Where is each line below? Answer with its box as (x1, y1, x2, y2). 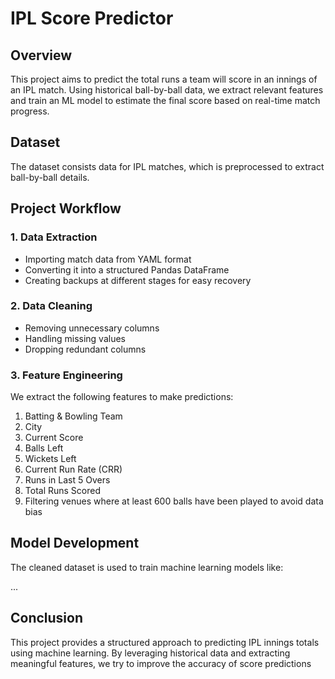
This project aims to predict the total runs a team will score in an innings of (10, 73, 318, 85)
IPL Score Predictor (10, 7, 174, 30)
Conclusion (10, 610, 84, 627)
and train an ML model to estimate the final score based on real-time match (10, 95, 321, 106)
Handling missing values (24, 332, 126, 344)
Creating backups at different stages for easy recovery (24, 274, 252, 286)
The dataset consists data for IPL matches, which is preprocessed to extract (10, 160, 325, 172)
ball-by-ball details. (10, 171, 90, 183)
